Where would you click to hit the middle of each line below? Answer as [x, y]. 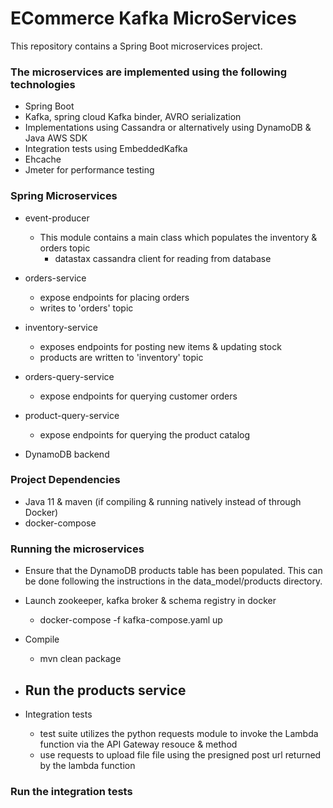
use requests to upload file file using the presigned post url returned [180, 754]
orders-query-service [69, 376]
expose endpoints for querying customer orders [138, 396]
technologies [43, 84]
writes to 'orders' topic [86, 308]
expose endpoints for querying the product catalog [145, 434]
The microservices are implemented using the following [149, 72]
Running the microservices [77, 549]
